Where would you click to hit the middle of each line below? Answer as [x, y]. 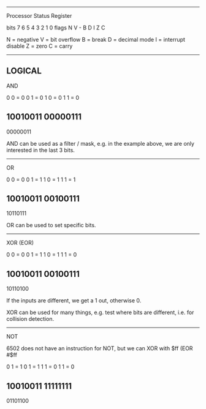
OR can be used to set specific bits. [51, 225]
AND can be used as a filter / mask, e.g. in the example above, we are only [101, 143]
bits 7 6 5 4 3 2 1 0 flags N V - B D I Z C [56, 28]
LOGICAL [24, 71]
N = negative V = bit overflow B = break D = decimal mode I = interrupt [96, 39]
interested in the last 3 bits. [41, 150]
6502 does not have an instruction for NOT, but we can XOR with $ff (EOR [100, 348]
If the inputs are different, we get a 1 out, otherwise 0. [74, 301]
